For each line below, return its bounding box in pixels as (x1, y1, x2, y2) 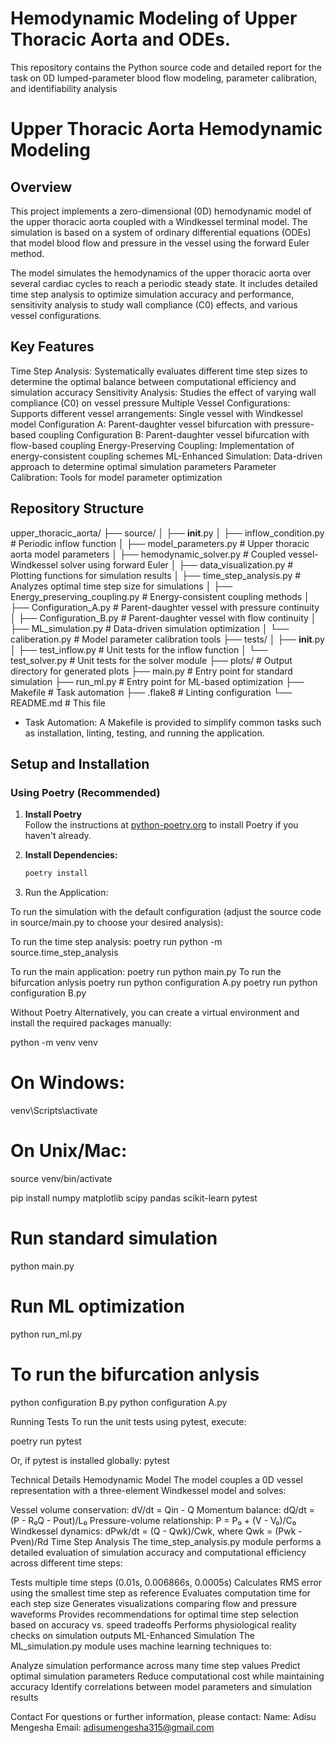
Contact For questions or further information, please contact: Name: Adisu (10, 1710, 317, 1722)
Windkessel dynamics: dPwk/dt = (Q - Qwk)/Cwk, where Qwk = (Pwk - (10, 1525, 303, 1537)
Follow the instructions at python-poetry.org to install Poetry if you (24, 819, 299, 831)
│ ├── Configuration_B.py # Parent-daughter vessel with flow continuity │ (10, 612, 317, 624)
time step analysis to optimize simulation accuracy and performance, (10, 288, 295, 300)
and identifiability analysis (10, 82, 118, 94)
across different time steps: (10, 1557, 123, 1569)
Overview (10, 178, 73, 196)
